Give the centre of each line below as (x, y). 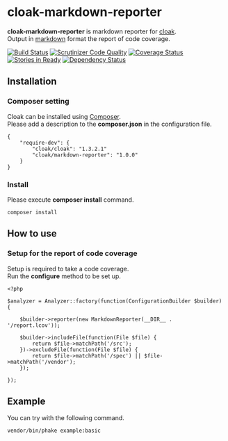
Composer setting (38, 102)
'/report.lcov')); (34, 325)
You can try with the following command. (66, 418)
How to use (32, 234)
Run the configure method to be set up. (64, 276)
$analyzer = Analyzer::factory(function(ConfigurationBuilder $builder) (115, 301)
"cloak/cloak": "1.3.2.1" (70, 149)
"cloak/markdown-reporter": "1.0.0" (85, 155)
